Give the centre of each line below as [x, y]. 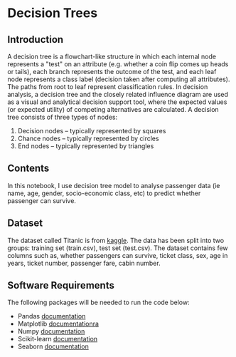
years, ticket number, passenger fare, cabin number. [84, 263]
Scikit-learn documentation [58, 339]
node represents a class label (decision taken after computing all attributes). [119, 79]
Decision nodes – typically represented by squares [92, 131]
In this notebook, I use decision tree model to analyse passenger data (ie [114, 185]
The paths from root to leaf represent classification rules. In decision [108, 87]
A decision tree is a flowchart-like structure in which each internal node [112, 56]
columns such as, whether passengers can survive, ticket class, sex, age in [118, 255]
